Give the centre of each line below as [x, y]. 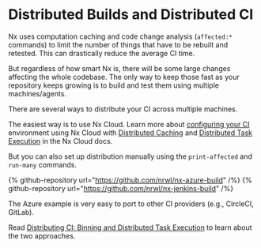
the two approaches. [42, 235]
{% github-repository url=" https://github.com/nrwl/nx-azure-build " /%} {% [130, 180]
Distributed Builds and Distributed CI [131, 15]
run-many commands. [43, 164]
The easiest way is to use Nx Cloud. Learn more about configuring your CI [129, 124]
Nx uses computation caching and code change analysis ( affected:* [121, 36]
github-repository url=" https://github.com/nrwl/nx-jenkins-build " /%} [121, 188]
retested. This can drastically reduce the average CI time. [102, 53]
